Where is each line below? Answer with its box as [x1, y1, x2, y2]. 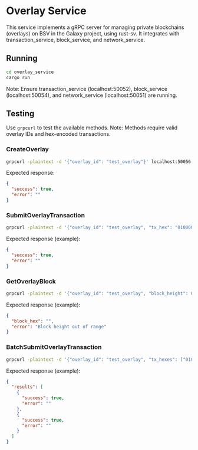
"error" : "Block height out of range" [11, 324, 107, 330]
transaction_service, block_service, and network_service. [6, 36, 146, 43]
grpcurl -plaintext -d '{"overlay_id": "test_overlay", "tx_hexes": [6, 356, 178, 363]
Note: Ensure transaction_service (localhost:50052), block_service [6, 85, 168, 92]
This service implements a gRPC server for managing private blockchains [6, 24, 184, 31]
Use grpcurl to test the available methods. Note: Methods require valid [6, 124, 178, 131]
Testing [6, 108, 35, 119]
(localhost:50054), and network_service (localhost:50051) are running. [6, 92, 178, 99]
